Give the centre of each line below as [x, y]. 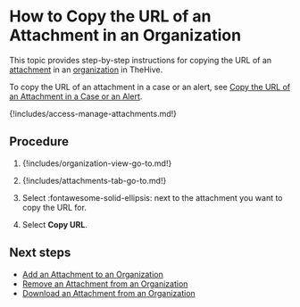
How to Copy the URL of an [110, 17]
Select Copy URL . [54, 224]
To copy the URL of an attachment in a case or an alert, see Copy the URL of [150, 87]
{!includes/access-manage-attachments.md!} [93, 113]
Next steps [40, 253]
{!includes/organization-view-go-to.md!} [97, 163]
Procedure [39, 141]
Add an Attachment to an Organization [92, 274]
